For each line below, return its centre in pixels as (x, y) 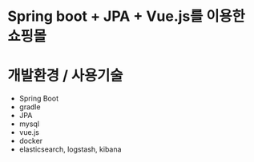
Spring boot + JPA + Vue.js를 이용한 (127, 16)
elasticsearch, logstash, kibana (70, 149)
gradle (30, 107)
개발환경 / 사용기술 (65, 76)
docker (31, 141)
